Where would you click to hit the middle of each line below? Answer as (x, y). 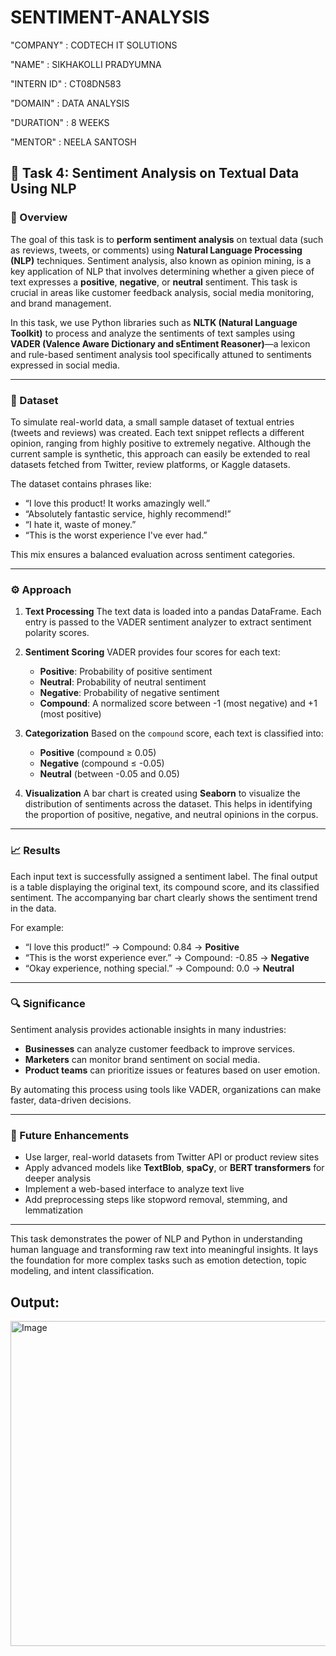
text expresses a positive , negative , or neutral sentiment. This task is (154, 282)
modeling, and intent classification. (82, 1271)
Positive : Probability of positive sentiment (126, 672)
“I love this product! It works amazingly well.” (117, 503)
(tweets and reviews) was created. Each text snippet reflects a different (157, 432)
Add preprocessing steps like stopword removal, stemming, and (156, 1200)
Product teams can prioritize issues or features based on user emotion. (172, 1070)
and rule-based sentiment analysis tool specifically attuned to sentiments (161, 354)
